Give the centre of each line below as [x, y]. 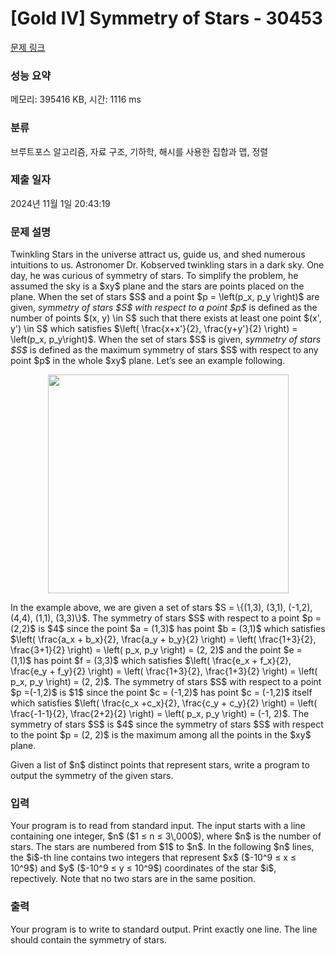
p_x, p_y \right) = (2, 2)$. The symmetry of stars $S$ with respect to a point [166, 682]
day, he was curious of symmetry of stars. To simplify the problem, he [154, 276]
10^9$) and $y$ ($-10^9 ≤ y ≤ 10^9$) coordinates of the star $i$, [143, 868]
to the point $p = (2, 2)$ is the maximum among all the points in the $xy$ [161, 735]
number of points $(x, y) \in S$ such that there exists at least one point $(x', [166, 318]
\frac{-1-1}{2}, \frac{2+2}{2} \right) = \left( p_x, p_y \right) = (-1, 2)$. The [160, 714]
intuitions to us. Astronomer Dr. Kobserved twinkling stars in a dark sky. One [167, 265]
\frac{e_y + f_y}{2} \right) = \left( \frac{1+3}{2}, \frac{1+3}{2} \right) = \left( [164, 671]
